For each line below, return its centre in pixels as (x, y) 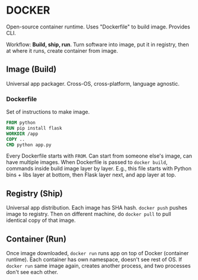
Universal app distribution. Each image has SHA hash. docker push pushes (97, 208)
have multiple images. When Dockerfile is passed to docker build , (87, 162)
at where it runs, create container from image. (62, 50)
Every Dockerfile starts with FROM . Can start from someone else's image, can (99, 156)
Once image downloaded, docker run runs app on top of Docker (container (98, 253)
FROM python (21, 123)
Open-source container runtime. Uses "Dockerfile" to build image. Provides (98, 27)
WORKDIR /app (22, 134)
